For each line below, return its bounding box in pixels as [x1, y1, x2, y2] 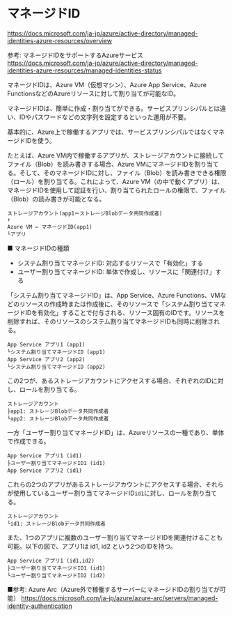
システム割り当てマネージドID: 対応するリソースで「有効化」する [17, 259, 204, 267]
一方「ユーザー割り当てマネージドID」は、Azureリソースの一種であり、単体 [7, 428, 225, 436]
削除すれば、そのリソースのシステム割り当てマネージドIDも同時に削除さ [7, 317, 214, 326]
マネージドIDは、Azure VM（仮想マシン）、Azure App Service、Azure [7, 80, 207, 89]
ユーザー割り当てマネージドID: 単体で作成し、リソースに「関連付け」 [17, 267, 216, 275]
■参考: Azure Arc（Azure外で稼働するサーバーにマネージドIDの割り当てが [7, 585, 220, 593]
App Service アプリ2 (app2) [7, 356, 86, 363]
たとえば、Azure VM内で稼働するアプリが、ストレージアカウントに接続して [7, 151, 225, 160]
